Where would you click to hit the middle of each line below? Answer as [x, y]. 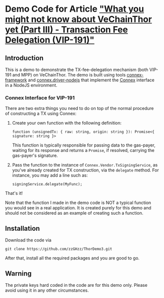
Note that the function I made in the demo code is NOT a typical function [78, 203]
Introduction [24, 58]
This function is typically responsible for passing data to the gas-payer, [84, 145]
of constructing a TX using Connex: [41, 113]
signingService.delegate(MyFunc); [47, 184]
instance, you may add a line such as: [50, 175]
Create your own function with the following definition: [67, 123]
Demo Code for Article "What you [74, 9]
